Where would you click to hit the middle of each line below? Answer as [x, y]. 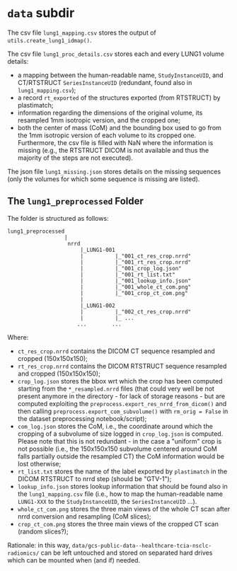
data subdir [41, 13]
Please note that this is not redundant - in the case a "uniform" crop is [120, 441]
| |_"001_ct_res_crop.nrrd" [136, 256]
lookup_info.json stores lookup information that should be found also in [122, 486]
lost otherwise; [39, 463]
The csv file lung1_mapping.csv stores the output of [82, 33]
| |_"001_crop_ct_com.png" [134, 293]
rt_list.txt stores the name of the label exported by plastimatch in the [122, 471]
